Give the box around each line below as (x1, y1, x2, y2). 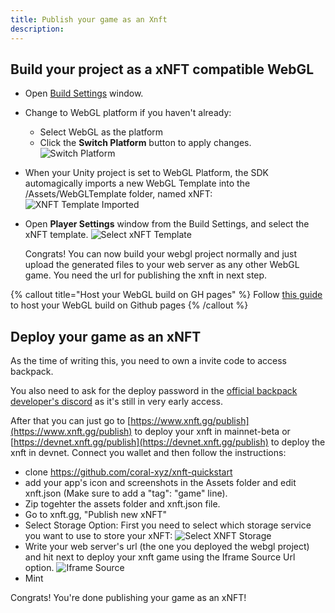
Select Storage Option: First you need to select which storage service (24, 519, 312, 531)
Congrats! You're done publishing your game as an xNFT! (10, 592, 247, 604)
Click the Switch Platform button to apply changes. (39, 137, 252, 149)
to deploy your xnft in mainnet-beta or (134, 426, 291, 438)
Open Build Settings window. (24, 87, 144, 100)
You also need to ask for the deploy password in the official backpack (10, 385, 298, 397)
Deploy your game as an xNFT (10, 328, 202, 345)
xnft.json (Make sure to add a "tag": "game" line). (24, 487, 228, 500)
